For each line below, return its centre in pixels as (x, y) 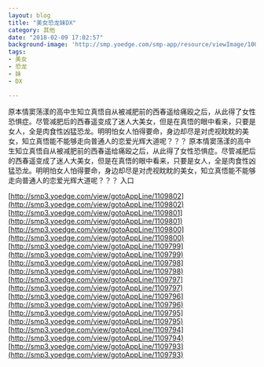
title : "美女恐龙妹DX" (42, 23)
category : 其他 (32, 30)
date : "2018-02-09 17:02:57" (56, 37)
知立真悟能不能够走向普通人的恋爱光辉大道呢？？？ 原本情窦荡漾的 (129, 141)
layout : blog (29, 15)
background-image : (38, 45)
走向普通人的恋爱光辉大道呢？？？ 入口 (71, 180)
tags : (17, 52)
